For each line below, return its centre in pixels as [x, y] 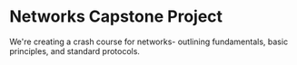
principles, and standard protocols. [75, 51]
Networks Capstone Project [116, 17]
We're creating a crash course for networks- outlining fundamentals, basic [149, 42]
